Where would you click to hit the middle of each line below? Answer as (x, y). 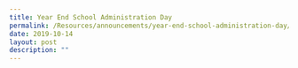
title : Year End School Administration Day (91, 17)
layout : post (33, 42)
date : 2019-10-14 (41, 34)
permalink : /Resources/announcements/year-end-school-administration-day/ (150, 26)
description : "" (39, 50)
